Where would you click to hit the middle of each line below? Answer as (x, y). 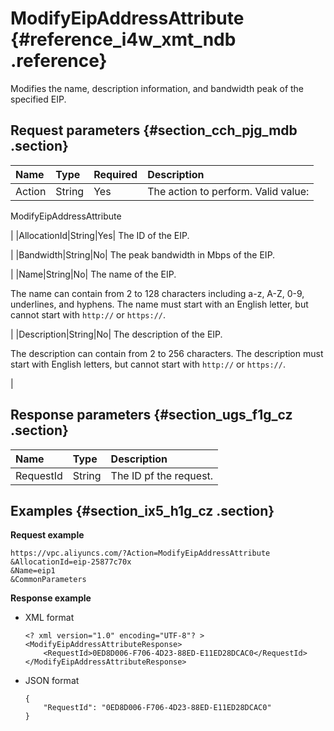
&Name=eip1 (33, 571)
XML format (49, 618)
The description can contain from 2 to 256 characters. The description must (167, 353)
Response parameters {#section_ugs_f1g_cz (151, 415)
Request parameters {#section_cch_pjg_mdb (154, 130)
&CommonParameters (48, 580)
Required (115, 174)
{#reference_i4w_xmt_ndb (123, 39)
